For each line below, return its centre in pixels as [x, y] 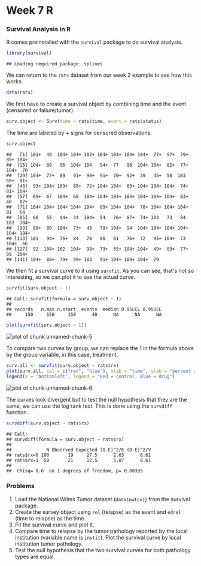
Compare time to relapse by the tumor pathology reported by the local [101, 531]
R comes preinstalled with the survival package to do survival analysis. [95, 42]
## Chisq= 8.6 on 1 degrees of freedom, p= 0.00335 [75, 471]
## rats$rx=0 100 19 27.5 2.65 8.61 [79, 455]
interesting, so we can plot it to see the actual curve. [71, 277]
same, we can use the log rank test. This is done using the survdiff [89, 406]
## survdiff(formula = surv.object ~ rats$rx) [65, 439]
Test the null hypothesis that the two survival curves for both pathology [103, 550]
